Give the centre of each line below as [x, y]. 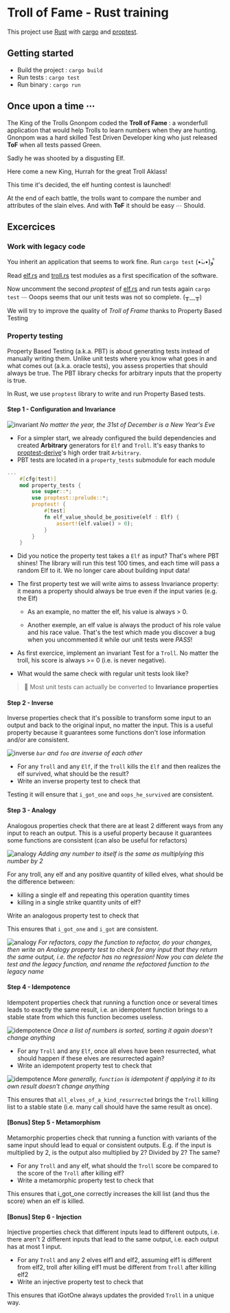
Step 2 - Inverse [30, 702]
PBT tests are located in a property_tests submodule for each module [116, 459]
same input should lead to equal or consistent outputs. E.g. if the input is [109, 1145]
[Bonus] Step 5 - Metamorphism [54, 1122]
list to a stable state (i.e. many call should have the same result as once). [110, 1107]
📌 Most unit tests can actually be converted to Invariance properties [121, 687]
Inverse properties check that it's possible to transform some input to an [109, 718]
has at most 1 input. [35, 1247]
